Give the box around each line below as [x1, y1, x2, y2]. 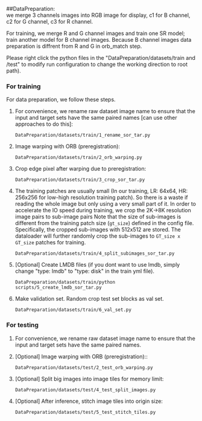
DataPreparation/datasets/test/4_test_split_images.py [14, 387, 156, 393]
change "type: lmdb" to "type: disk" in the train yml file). [14, 267, 155, 275]
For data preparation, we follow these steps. [6, 96, 116, 103]
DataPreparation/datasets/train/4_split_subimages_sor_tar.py [14, 250, 175, 256]
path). [6, 67, 21, 74]
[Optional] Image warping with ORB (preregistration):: [14, 353, 148, 360]
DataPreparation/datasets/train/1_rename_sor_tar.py [14, 132, 151, 139]
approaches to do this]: [14, 120, 74, 128]
